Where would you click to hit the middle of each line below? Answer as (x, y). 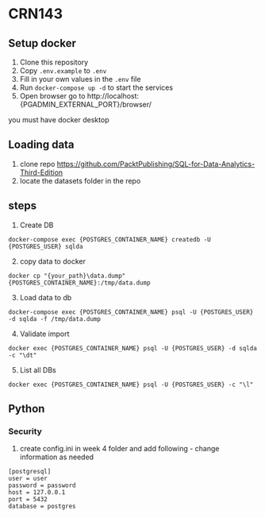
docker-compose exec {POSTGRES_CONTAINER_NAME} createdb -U (110, 239)
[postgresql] (30, 472)
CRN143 (36, 14)
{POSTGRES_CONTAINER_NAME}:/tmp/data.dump (79, 283)
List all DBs (38, 369)
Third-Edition (41, 172)
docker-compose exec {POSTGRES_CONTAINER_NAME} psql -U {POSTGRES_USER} (131, 312)
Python (27, 409)
